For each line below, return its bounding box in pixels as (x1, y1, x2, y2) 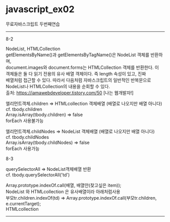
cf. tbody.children (6, 106, 42, 112)
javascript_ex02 (6, 4, 75, 15)
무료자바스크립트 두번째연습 (6, 21, 60, 27)
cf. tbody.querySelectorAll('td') (6, 171, 70, 178)
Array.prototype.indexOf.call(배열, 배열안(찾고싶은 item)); (6, 182, 122, 188)
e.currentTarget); (6, 200, 41, 206)
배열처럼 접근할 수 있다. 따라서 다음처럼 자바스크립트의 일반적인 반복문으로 (6, 77, 151, 83)
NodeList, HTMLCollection (6, 46, 61, 52)
